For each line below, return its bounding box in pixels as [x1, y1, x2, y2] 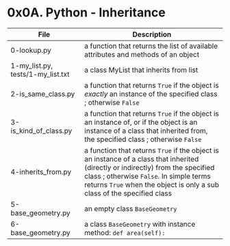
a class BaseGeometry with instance [84, 219, 196, 229]
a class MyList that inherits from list [84, 65, 199, 75]
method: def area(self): [84, 227, 166, 237]
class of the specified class [84, 188, 172, 198]
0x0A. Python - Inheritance [7, 5, 166, 21]
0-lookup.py [10, 45, 51, 55]
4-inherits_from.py [10, 167, 72, 176]
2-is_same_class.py [10, 89, 75, 99]
